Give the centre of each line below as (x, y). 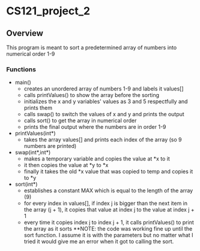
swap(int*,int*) (33, 152)
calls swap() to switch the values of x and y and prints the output (104, 114)
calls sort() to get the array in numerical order (80, 120)
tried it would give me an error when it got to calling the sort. (99, 241)
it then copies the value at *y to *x (66, 165)
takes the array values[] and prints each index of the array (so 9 (103, 140)
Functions (21, 69)
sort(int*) (26, 185)
